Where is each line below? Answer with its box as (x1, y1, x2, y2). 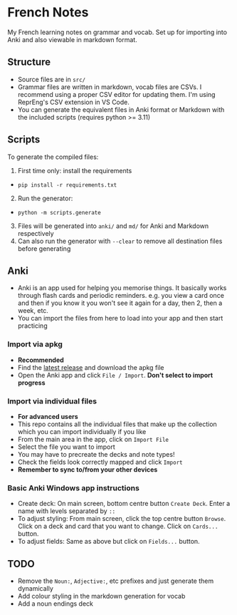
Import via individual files (7, 396, 98, 406)
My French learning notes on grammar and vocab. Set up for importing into (7, 28, 228, 36)
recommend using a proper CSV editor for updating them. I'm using (17, 90, 216, 98)
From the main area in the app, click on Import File (17, 435, 169, 443)
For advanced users (17, 412, 78, 420)
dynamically (17, 584, 53, 593)
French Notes (7, 4, 89, 21)
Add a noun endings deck (17, 599, 94, 608)
